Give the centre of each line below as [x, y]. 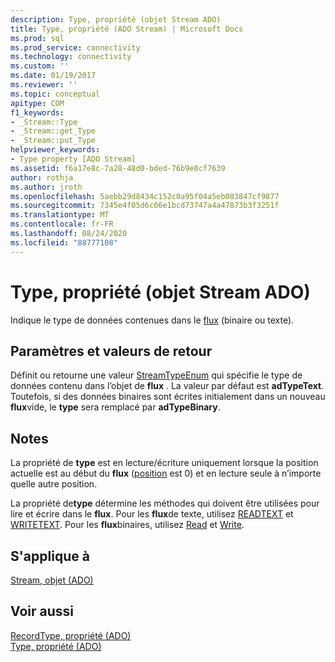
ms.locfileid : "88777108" [64, 242]
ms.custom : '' [40, 66]
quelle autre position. [54, 484]
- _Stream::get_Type [53, 131]
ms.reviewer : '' [44, 85]
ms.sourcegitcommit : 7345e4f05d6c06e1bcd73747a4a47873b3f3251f [145, 206]
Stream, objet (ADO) [52, 580]
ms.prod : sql [37, 38]
